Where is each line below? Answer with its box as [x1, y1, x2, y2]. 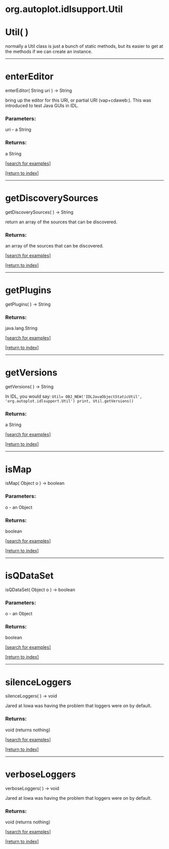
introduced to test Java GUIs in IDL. [5, 103, 79, 109]
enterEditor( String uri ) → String [5, 88, 72, 94]
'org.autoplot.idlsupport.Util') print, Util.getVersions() [5, 399, 134, 404]
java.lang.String [5, 325, 38, 331]
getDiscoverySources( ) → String [5, 209, 74, 215]
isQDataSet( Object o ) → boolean [5, 586, 75, 592]
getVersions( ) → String [5, 384, 54, 390]
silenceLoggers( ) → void [5, 693, 57, 699]
